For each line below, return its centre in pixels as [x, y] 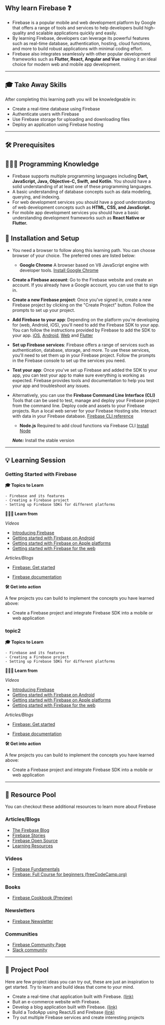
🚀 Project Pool [27, 970]
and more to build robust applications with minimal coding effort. [78, 49]
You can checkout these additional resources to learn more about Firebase [81, 806]
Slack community [30, 950]
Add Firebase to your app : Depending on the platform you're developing [86, 319]
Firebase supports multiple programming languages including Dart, [80, 176]
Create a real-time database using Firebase [56, 109]
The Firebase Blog [31, 830]
